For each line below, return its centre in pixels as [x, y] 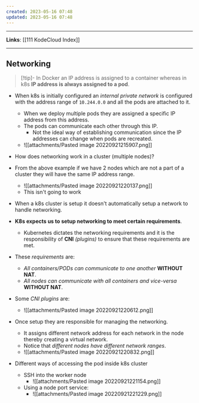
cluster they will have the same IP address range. [75, 174]
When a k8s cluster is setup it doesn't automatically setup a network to [101, 204]
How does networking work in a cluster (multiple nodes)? [84, 156]
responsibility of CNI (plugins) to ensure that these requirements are [107, 239]
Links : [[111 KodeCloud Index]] [43, 40]
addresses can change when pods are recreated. [92, 139]
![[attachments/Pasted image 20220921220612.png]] [88, 310]
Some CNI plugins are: [42, 299]
